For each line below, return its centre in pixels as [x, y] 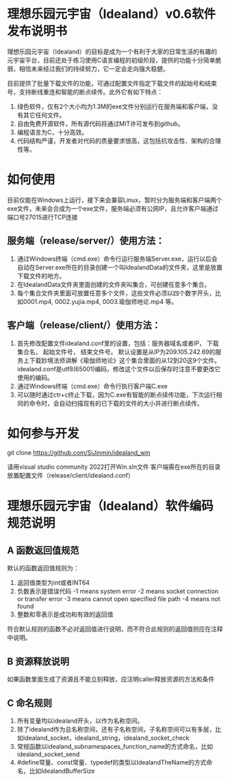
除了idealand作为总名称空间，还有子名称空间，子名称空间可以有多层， [116, 730]
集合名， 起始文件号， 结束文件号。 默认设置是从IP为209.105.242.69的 [116, 351]
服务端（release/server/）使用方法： [86, 241]
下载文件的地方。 [41, 276]
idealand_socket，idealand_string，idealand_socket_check [106, 738]
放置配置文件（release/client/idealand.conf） [71, 476]
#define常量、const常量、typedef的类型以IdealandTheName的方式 [112, 762]
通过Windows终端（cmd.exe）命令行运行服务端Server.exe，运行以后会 [117, 259]
